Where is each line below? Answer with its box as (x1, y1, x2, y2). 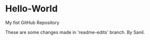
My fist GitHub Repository (5, 19, 59, 25)
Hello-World (5, 3, 58, 14)
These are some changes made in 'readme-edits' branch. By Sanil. (5, 29, 145, 35)
